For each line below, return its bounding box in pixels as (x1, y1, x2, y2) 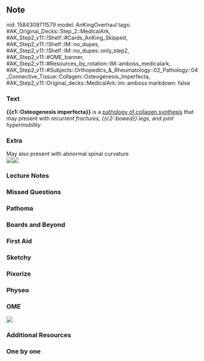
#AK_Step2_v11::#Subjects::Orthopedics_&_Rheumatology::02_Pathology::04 (6, 66, 199, 74)
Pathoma (6, 204, 33, 212)
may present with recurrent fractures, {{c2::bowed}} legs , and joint (6, 115, 174, 122)
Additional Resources (6, 331, 71, 339)
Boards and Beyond (6, 220, 66, 229)
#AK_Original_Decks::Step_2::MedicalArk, (6, 27, 111, 35)
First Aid (6, 237, 32, 245)
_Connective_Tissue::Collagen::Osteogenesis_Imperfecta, (6, 72, 150, 80)
